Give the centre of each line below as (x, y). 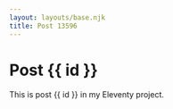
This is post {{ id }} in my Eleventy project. (87, 95)
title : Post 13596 (43, 26)
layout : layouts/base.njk (57, 17)
